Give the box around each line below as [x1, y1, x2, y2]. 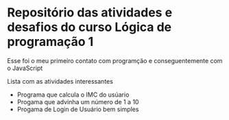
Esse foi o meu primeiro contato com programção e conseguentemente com [7, 56, 223, 64]
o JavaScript [7, 64, 43, 72]
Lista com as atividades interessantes [7, 77, 113, 85]
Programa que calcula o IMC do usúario [16, 91, 130, 99]
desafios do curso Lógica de [7, 19, 172, 35]
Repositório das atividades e [7, 5, 173, 21]
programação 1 [7, 34, 94, 49]
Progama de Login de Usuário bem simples [16, 105, 139, 113]
